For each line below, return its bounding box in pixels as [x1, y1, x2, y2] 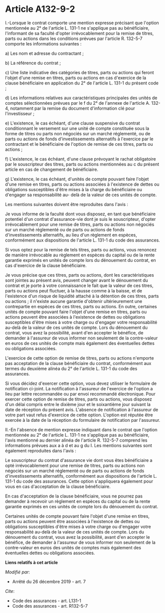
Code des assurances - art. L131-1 [12, 598, 81, 604]
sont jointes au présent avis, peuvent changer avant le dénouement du [5, 277, 148, 283]
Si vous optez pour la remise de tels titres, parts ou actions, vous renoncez [5, 246, 157, 252]
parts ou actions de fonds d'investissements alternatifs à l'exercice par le [5, 136, 154, 142]
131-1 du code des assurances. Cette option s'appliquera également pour [5, 478, 154, 484]
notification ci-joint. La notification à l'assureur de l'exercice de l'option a [5, 385, 153, 391]
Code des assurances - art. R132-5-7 [12, 603, 88, 609]
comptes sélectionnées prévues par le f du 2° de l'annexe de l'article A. [5, 100, 150, 106]
